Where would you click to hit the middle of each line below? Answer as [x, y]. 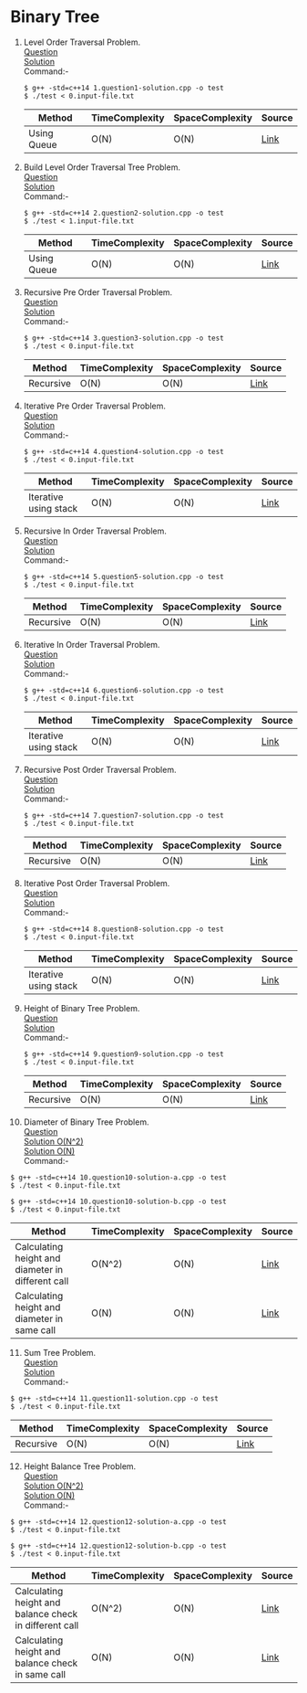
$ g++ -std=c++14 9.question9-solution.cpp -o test [123, 1054]
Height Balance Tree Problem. [80, 1466]
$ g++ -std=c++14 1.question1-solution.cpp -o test [123, 88]
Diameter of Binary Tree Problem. [86, 1122]
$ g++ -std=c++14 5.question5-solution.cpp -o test [123, 577]
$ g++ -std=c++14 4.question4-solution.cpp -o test [123, 451]
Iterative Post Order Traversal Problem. [97, 883]
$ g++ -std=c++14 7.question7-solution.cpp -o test [123, 815]
